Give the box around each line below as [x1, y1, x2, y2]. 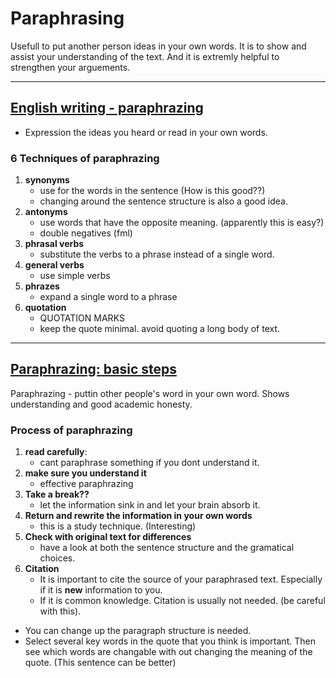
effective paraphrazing [39, 478, 134, 490]
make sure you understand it [24, 467, 147, 479]
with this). [39, 605, 82, 617]
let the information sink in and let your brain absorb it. [39, 499, 261, 511]
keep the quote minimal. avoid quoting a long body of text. [39, 323, 281, 335]
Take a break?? [24, 488, 90, 501]
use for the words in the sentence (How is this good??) [39, 185, 266, 197]
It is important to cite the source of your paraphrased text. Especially [39, 573, 323, 586]
